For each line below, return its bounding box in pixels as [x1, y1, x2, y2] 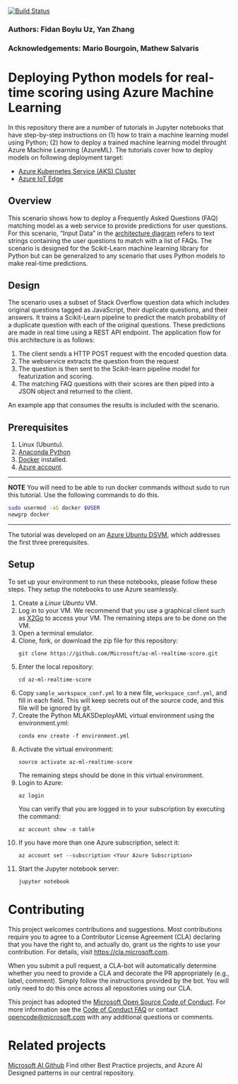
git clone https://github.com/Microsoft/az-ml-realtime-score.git [18, 650, 218, 657]
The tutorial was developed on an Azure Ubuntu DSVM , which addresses [8, 530, 221, 538]
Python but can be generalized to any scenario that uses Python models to [8, 252, 225, 260]
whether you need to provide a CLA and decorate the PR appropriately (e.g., [8, 969, 230, 977]
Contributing [8, 901, 85, 918]
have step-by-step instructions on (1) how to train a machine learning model [8, 130, 229, 139]
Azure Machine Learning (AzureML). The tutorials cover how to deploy [8, 145, 213, 154]
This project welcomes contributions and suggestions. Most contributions [8, 925, 222, 933]
